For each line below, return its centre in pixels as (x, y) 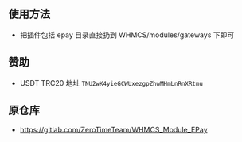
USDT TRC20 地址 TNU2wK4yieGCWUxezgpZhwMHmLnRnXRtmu (111, 83)
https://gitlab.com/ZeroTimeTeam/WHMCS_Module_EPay (114, 130)
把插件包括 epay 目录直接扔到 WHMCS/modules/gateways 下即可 (127, 35)
